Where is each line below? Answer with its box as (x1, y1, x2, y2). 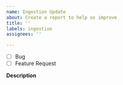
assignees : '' (6, 31, 42, 37)
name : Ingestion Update (6, 8, 66, 15)
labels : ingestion (6, 25, 52, 32)
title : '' (6, 20, 31, 26)
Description (6, 72, 37, 79)
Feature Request (14, 60, 56, 67)
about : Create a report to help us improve (6, 14, 118, 20)
